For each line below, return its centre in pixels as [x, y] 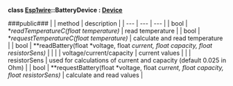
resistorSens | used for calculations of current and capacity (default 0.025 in [117, 60]
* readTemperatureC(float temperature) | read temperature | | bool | [104, 31]
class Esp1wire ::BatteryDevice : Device [65, 10]
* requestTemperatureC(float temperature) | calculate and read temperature [115, 38]
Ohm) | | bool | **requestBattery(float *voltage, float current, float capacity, [116, 68]
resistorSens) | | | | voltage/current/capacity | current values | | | [100, 53]
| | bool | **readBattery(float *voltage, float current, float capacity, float [110, 45]
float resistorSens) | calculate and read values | [76, 75]
